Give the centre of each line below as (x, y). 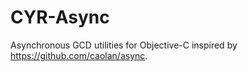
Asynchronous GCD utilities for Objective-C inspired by (124, 45)
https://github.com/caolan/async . (79, 55)
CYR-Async (60, 17)
